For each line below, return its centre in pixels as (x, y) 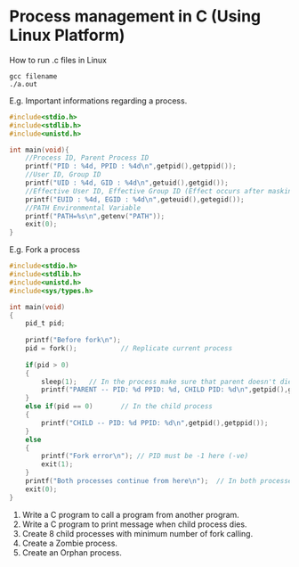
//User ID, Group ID (63, 175)
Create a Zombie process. (70, 543)
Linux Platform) (67, 35)
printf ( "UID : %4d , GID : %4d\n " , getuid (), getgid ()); (127, 183)
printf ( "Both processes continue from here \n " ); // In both (141, 481)
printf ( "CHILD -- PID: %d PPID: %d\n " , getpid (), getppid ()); (155, 423)
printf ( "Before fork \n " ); (73, 341)
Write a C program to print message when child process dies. (134, 524)
